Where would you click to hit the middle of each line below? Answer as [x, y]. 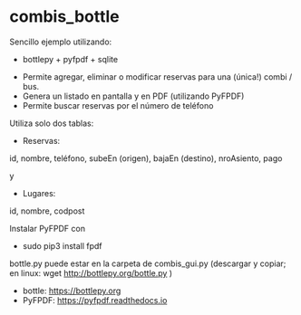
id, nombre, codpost [47, 211]
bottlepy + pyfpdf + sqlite [70, 59]
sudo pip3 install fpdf [62, 245]
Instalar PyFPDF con [48, 228]
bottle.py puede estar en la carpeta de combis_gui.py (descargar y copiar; [148, 263]
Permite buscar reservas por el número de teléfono [118, 105]
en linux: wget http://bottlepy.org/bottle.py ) [91, 272]
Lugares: [39, 193]
